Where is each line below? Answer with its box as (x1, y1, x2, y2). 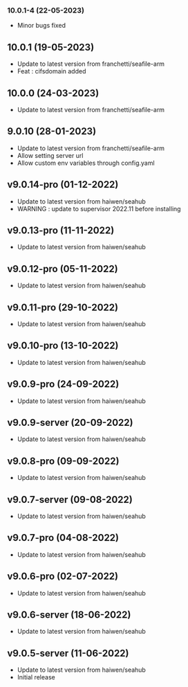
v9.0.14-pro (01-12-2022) (7, 179, 119, 190)
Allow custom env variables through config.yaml (17, 159, 155, 167)
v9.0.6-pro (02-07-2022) (7, 571, 119, 582)
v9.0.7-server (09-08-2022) (7, 494, 133, 506)
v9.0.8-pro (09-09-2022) (7, 455, 120, 467)
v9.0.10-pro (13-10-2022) (7, 340, 119, 352)
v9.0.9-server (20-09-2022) (7, 417, 133, 428)
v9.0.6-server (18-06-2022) (7, 609, 131, 621)
